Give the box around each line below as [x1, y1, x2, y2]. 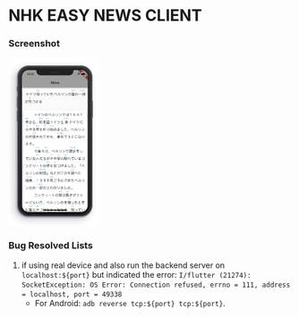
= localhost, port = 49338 [21, 289, 123, 299]
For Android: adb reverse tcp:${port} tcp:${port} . [34, 297, 226, 308]
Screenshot [8, 38, 60, 50]
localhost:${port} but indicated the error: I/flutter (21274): [21, 269, 252, 279]
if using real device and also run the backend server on [21, 260, 226, 271]
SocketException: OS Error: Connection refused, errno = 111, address [21, 280, 291, 289]
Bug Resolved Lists [8, 239, 93, 252]
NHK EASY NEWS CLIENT [8, 5, 202, 26]
